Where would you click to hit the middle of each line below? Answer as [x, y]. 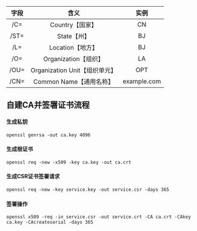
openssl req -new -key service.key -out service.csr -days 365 [88, 190]
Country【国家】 [74, 25]
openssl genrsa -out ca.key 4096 [48, 135]
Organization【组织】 [74, 59]
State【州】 [74, 36]
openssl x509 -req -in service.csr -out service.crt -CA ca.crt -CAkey [98, 217]
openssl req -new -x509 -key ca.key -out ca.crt [69, 162]
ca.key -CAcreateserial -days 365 [50, 223]
